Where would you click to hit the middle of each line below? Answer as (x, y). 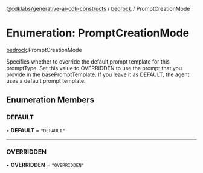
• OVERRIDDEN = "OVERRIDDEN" (45, 165)
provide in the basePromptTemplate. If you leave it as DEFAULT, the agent (98, 74)
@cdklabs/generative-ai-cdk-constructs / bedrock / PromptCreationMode (98, 9)
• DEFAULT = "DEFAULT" (36, 130)
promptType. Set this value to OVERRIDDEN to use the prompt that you (94, 68)
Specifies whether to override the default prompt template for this (88, 61)
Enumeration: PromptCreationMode (98, 33)
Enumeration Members (50, 100)
